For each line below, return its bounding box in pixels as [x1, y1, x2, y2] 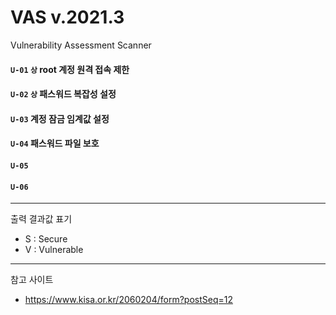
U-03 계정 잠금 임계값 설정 [10, 112, 110, 125]
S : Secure [24, 233, 68, 245]
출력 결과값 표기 [10, 213, 73, 225]
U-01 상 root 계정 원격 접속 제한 [10, 63, 130, 75]
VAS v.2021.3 [10, 6, 125, 29]
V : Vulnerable [24, 244, 84, 256]
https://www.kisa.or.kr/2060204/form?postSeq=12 [24, 294, 233, 306]
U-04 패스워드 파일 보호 [10, 137, 100, 150]
